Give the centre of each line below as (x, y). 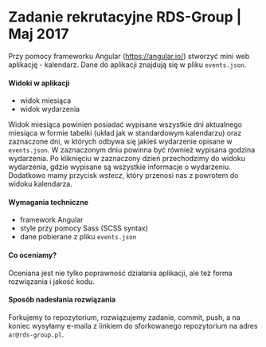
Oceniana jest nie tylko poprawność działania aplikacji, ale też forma (120, 273)
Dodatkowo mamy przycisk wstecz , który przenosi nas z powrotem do (123, 175)
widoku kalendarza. (41, 184)
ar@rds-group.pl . (36, 334)
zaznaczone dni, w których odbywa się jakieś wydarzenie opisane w (120, 142)
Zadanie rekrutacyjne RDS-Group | (125, 17)
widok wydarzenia (50, 109)
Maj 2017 (39, 34)
